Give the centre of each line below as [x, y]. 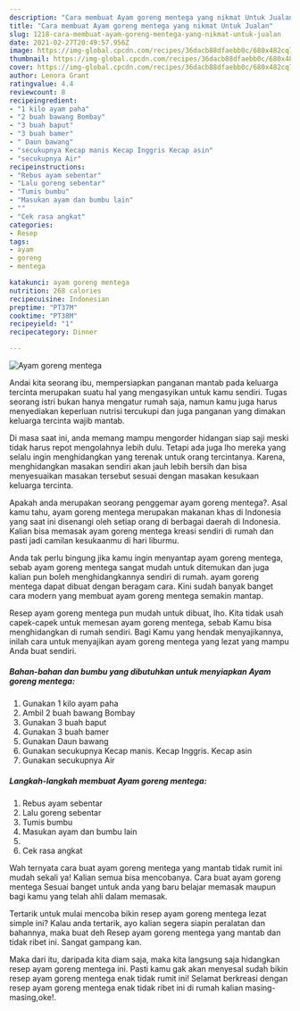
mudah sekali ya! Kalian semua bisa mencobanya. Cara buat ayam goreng [145, 877]
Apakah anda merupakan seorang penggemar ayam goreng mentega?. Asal [149, 502]
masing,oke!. [33, 997]
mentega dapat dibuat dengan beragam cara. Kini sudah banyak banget [142, 586]
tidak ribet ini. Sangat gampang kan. [76, 941]
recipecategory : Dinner [54, 332]
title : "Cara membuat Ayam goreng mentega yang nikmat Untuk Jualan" [142, 26]
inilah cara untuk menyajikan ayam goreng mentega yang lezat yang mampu [150, 642]
